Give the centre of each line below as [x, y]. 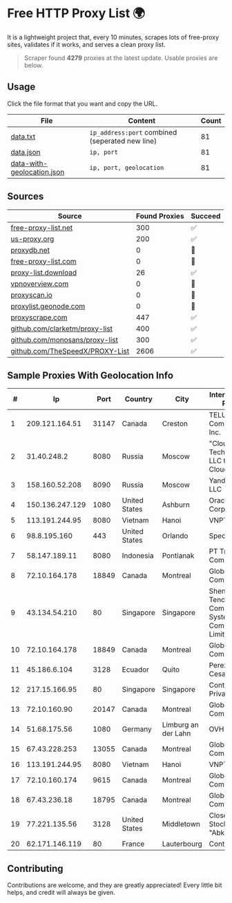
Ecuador [136, 670]
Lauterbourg [182, 844]
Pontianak [178, 556]
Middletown [181, 824]
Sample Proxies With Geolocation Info [90, 375]
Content [142, 120]
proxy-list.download [44, 272]
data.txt [23, 137]
